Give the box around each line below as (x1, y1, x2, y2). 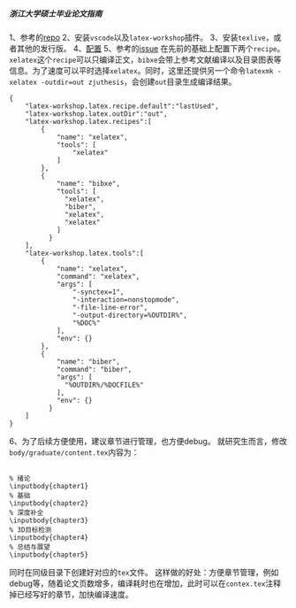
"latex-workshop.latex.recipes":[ (25, 117, 152, 126)
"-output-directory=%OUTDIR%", (72, 311, 188, 319)
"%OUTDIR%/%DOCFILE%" (65, 381, 144, 389)
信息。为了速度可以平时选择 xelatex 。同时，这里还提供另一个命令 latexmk (9, 65, 274, 75)
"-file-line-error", (72, 303, 148, 312)
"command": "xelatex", (56, 272, 140, 281)
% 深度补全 (9, 508, 44, 517)
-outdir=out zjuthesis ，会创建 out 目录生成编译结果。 (41, 76, 237, 87)
